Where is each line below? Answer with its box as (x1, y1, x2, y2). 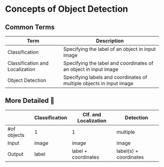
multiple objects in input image (63, 80, 134, 87)
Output (7, 150, 23, 157)
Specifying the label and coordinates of (63, 60, 154, 67)
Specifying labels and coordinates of (63, 74, 147, 80)
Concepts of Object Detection (5, 3, 128, 15)
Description (96, 38, 124, 44)
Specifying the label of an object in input (63, 46, 156, 52)
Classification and (7, 60, 49, 67)
